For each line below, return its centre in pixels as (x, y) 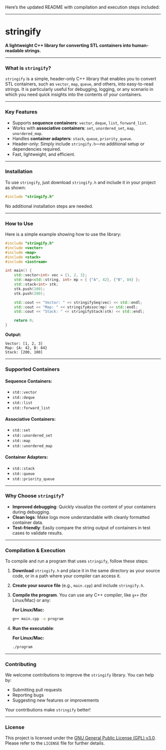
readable (14, 50)
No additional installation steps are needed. (49, 206)
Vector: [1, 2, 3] (24, 344)
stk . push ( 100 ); (30, 289)
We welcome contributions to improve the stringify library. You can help (80, 675)
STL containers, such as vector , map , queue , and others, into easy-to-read (80, 84)
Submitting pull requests (37, 690)
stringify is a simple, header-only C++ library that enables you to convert (81, 79)
